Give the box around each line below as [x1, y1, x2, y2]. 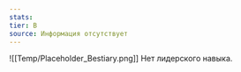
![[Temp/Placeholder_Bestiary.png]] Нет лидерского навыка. [9, 54, 233, 64]
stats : [9, 12, 34, 22]
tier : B [9, 21, 38, 30]
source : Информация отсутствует [9, 29, 128, 38]
